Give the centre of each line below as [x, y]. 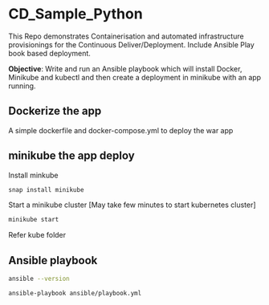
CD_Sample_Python [75, 14]
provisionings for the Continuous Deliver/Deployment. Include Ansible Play [131, 44]
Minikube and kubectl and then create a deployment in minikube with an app [135, 77]
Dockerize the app [55, 111]
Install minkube [33, 175]
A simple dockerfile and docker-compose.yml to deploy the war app [121, 130]
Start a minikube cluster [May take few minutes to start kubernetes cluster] [132, 205]
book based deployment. [49, 53]
